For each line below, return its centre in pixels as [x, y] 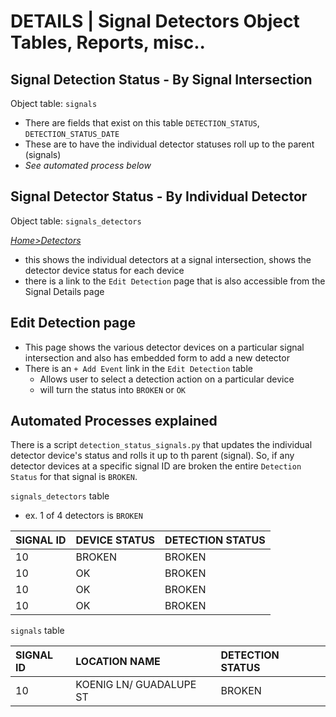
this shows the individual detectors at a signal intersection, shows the [168, 259]
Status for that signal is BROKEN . [74, 477]
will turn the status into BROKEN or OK [113, 389]
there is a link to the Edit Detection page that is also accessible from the [175, 281]
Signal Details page [64, 291]
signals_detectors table [60, 496]
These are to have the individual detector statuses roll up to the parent [169, 144]
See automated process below [88, 165]
